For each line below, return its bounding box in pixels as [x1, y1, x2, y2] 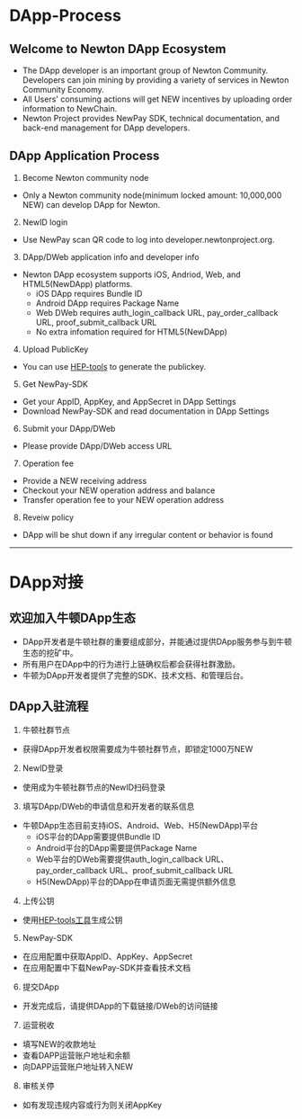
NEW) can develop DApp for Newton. [22, 199, 161, 210]
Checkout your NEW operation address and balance [22, 485, 216, 496]
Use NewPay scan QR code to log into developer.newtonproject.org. [22, 234, 275, 245]
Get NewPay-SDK [22, 379, 88, 389]
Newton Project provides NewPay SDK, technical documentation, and [22, 113, 280, 123]
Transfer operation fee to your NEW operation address [22, 494, 225, 505]
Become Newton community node [22, 172, 149, 183]
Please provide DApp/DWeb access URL [22, 440, 173, 451]
